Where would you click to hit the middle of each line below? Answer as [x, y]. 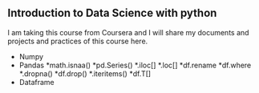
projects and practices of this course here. [78, 41]
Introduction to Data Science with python [112, 13]
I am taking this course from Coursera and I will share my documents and [128, 32]
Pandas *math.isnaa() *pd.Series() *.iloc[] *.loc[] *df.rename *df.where [135, 65]
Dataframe [37, 82]
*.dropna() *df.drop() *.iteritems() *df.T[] [85, 73]
